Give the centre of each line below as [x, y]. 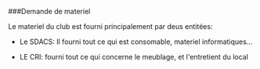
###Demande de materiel [49, 11]
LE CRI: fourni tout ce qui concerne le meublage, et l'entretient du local [134, 57]
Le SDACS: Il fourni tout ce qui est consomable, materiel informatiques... [136, 42]
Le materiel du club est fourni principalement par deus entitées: [110, 26]
